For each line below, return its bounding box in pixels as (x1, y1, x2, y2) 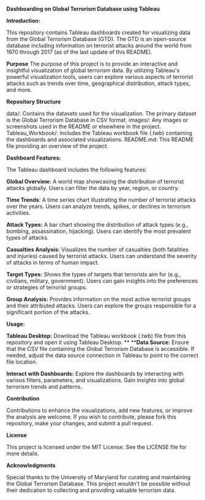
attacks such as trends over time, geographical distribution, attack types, (6, 79, 191, 87)
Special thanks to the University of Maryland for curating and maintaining (6, 474, 191, 480)
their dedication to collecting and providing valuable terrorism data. (6, 487, 176, 494)
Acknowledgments (6, 461, 56, 469)
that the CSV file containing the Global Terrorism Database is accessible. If (6, 345, 195, 352)
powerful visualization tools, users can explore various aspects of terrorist (6, 73, 193, 80)
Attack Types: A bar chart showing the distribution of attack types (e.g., (6, 221, 188, 228)
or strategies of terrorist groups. (6, 284, 88, 291)
